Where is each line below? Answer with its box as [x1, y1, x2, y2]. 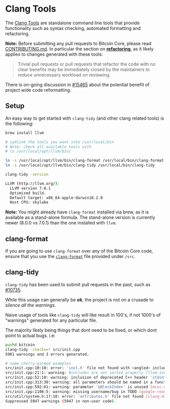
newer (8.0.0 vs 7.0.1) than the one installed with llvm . [5, 220, 117, 226]
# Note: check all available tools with [5, 144, 92, 150]
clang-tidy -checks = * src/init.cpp [5, 347, 80, 352]
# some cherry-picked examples [5, 361, 71, 366]
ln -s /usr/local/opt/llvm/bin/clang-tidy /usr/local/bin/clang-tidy [5, 163, 155, 168]
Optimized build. [10, 191, 47, 196]
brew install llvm [5, 130, 44, 135]
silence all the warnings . [5, 302, 56, 308]
